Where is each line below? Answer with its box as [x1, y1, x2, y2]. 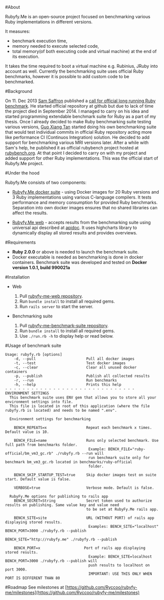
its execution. [12, 54, 40, 59]
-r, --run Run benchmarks [14, 378, 117, 383]
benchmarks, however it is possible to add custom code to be [5, 74, 130, 79]
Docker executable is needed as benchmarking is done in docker [12, 254, 143, 260]
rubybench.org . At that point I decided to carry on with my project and [5, 150, 146, 156]
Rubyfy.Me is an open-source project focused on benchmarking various [5, 14, 151, 19]
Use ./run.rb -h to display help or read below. [19, 333, 114, 339]
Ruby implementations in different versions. [5, 19, 93, 25]
